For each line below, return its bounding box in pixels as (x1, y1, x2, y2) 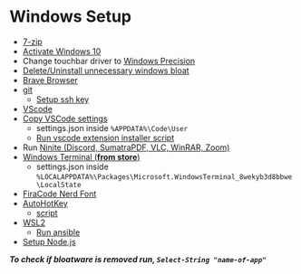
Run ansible (35, 226, 81, 237)
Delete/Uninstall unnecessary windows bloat (22, 65, 189, 76)
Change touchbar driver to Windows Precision (22, 55, 196, 66)
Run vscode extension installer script (35, 132, 175, 143)
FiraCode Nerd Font (22, 188, 97, 199)
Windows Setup (9, 6, 131, 27)
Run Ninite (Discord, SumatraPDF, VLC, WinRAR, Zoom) (22, 142, 230, 153)
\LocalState (35, 180, 82, 189)
